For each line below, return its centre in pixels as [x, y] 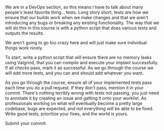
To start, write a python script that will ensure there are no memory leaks [78, 57]
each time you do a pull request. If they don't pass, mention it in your [74, 88]
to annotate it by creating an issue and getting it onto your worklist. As [76, 98]
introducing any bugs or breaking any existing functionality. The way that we [82, 23]
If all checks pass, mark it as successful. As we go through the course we [79, 68]
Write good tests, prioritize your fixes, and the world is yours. [67, 114]
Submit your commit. [26, 123]
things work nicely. [24, 48]
